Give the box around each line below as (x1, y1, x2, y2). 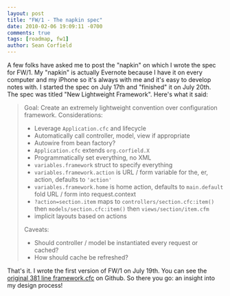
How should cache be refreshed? (34, 253, 128, 262)
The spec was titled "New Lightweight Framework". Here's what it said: (7, 90, 208, 98)
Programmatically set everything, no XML (34, 154, 152, 162)
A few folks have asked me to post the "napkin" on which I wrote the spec (7, 61, 216, 69)
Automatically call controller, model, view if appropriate (34, 131, 190, 140)
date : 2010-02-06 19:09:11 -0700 (7, 23, 103, 30)
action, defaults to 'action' (34, 176, 112, 183)
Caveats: (23, 225, 49, 233)
